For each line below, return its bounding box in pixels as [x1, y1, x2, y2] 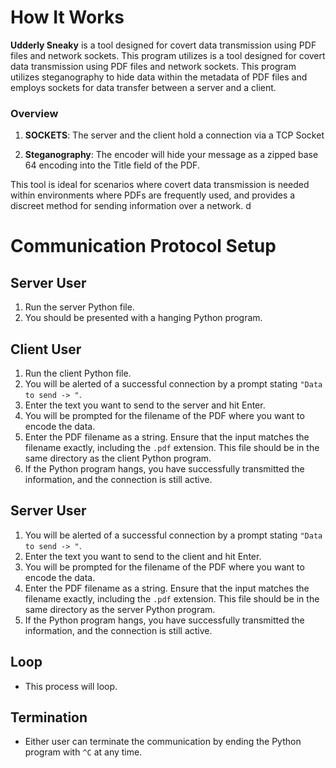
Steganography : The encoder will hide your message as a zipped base [24, 149, 319, 161]
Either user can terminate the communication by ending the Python [24, 736, 302, 748]
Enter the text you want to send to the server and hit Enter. [24, 399, 266, 411]
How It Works [10, 6, 125, 29]
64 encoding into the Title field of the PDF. [24, 159, 200, 171]
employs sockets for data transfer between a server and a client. [10, 81, 277, 93]
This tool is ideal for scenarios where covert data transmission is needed [10, 179, 310, 191]
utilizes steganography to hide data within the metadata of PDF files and [10, 71, 308, 83]
